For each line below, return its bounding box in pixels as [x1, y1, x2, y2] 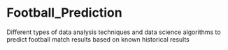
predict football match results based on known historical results [6, 35, 190, 43]
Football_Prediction [6, 5, 123, 21]
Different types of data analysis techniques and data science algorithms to [6, 28, 221, 36]
